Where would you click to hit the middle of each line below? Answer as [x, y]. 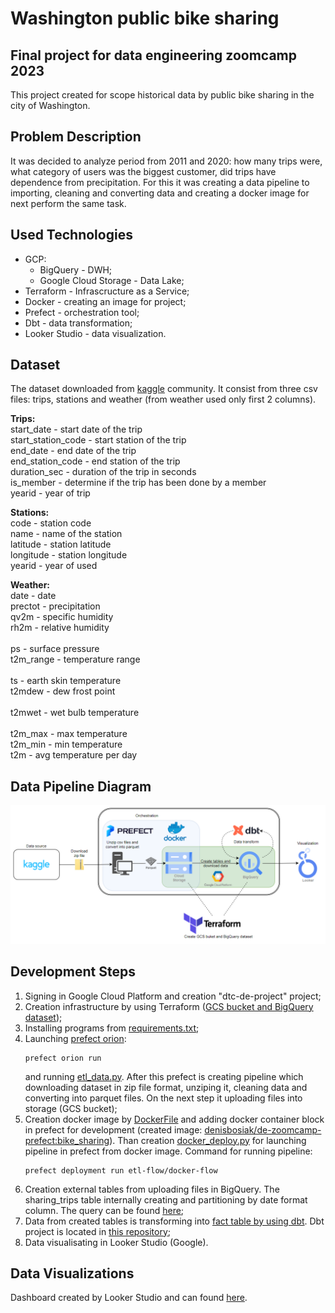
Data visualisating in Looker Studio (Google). [116, 1242]
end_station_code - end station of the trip [95, 461]
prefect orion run [63, 1058]
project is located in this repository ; [98, 1231]
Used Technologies [71, 235]
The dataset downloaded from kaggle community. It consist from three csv [164, 389]
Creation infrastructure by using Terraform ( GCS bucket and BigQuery [169, 1006]
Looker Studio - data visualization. [95, 333]
